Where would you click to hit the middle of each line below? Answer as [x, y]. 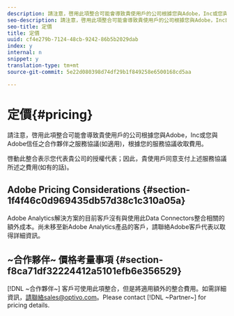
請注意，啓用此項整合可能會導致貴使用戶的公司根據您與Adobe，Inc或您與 [112, 135]
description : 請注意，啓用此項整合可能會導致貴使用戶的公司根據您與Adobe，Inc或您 [115, 14]
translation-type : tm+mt [43, 65]
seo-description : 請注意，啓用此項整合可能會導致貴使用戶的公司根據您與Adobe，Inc [116, 20]
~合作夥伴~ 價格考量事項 [60, 259]
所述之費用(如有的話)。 [40, 167]
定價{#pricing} [50, 114]
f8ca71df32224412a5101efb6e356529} [95, 271]
